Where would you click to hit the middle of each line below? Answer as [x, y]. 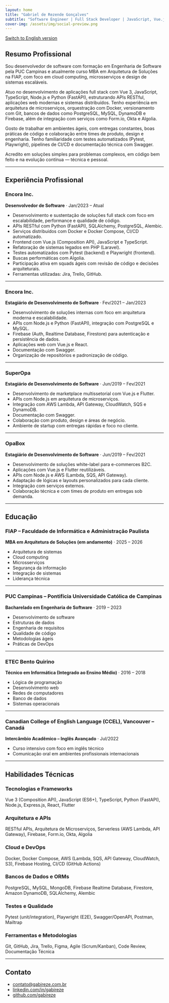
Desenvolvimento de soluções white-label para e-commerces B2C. [82, 464]
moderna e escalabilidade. [40, 318]
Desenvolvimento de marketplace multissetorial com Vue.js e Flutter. [83, 394]
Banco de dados [29, 698]
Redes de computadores [38, 693]
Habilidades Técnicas [40, 774]
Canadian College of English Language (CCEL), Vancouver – [80, 721]
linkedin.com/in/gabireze [38, 990]
